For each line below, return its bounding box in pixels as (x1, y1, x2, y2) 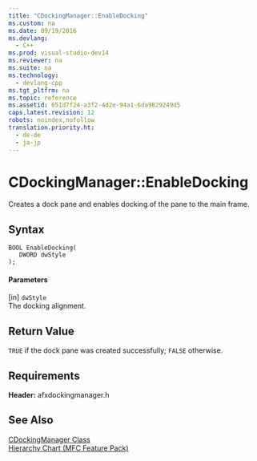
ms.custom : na (8, 19, 56, 27)
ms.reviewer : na (8, 57, 62, 65)
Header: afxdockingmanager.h (8, 390, 110, 400)
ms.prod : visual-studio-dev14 (8, 49, 110, 57)
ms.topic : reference (8, 94, 78, 102)
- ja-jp (15, 138, 42, 147)
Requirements (8, 369, 80, 382)
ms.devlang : (8, 34, 48, 42)
